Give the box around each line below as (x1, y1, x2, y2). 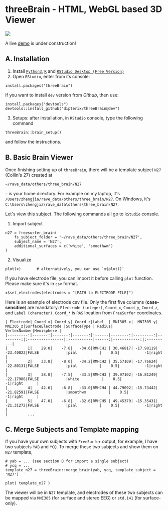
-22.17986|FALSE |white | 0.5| (5, 376, 122, 381)
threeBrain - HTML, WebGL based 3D (5, 4, 162, 15)
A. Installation (5, 55, 50, 63)
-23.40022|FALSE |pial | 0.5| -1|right (5, 350, 163, 355)
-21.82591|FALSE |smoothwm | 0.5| (5, 390, 129, 395)
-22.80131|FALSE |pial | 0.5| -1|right (5, 363, 163, 368)
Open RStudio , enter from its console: (12, 73, 90, 79)
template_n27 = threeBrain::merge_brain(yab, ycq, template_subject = (5, 468, 156, 473)
